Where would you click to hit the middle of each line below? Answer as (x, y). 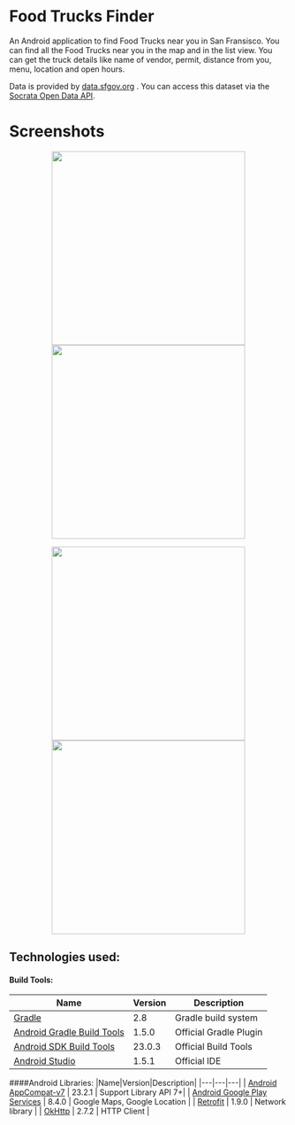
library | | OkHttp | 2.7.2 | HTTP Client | (79, 1111)
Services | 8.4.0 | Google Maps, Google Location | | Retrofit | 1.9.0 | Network (148, 1102)
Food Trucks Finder (82, 16)
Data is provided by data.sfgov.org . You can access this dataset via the (140, 86)
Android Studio (45, 1061)
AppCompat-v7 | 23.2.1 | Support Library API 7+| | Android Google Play (138, 1092)
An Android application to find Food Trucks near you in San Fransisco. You (144, 41)
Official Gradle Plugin (219, 1032)
